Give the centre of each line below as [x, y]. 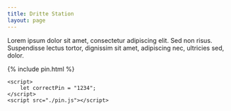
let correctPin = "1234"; [58, 88]
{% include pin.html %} [41, 69]
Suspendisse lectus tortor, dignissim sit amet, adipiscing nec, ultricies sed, [116, 48]
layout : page [26, 20]
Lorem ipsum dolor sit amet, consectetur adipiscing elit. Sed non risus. [110, 40]
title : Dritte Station [41, 14]
